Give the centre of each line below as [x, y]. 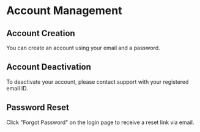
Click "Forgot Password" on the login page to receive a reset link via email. [100, 122]
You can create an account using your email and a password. [83, 48]
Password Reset [38, 108]
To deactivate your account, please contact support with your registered [98, 82]
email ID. [17, 88]
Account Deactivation [49, 67]
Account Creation [41, 33]
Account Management [64, 11]
